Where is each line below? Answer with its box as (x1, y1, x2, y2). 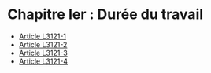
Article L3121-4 (18, 57, 68, 66)
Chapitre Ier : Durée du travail (7, 5, 204, 24)
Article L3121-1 (18, 31, 67, 41)
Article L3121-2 (18, 39, 68, 49)
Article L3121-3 (18, 48, 68, 57)
